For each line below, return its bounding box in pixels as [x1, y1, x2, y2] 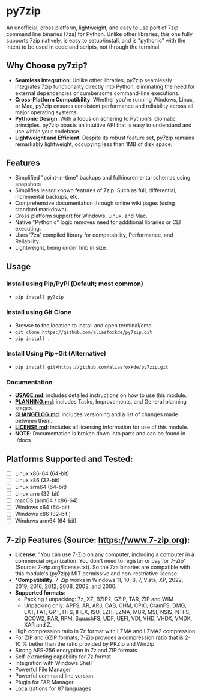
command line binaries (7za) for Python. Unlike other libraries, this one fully [6, 30, 193, 37]
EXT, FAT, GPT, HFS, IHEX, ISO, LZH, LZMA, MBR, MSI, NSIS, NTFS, [23, 608, 191, 616]
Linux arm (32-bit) [14, 490, 61, 497]
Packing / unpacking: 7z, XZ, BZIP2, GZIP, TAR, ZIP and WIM [23, 596, 174, 603]
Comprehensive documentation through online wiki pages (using [14, 199, 175, 207]
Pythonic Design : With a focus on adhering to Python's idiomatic [14, 115, 176, 122]
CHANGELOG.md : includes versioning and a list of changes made [14, 411, 178, 418]
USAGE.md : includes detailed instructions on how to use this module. [14, 392, 187, 399]
